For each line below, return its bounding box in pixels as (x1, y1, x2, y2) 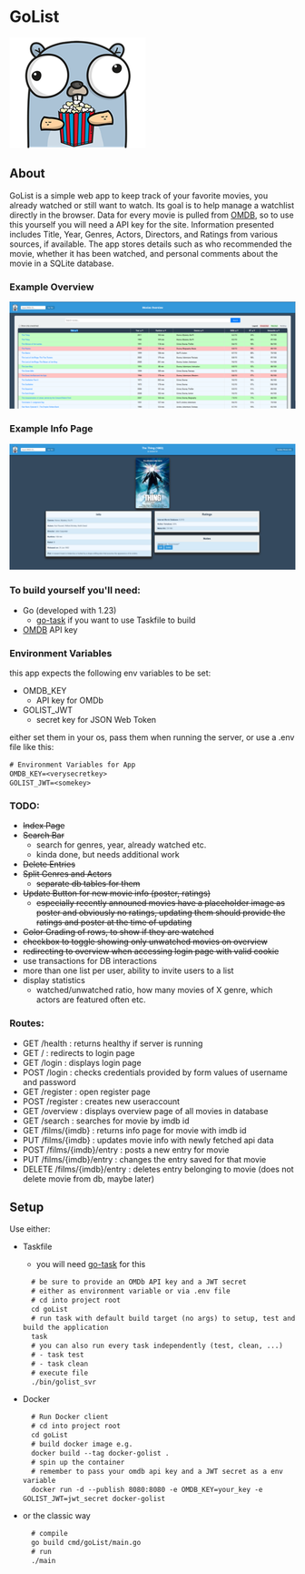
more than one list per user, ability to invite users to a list (22, 965, 234, 976)
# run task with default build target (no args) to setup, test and (31, 1314, 296, 1324)
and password (22, 1076, 76, 1087)
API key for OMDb (35, 695, 104, 706)
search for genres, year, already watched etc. (35, 839, 207, 850)
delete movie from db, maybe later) (22, 1173, 155, 1184)
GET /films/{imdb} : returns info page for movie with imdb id (22, 1124, 247, 1135)
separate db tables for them (35, 878, 141, 889)
